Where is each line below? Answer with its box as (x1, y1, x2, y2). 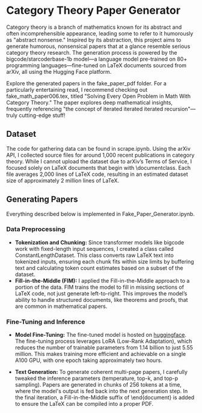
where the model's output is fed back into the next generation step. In (14, 388, 188, 395)
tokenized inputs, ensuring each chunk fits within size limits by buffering (14, 258, 194, 265)
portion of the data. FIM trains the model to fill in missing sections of (14, 283, 185, 291)
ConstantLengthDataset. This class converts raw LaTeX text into (14, 252, 174, 259)
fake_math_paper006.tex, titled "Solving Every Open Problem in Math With (6, 92, 191, 100)
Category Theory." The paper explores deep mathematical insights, (6, 98, 173, 106)
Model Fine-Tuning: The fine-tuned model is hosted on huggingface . (14, 331, 186, 339)
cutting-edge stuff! (19, 112, 66, 119)
